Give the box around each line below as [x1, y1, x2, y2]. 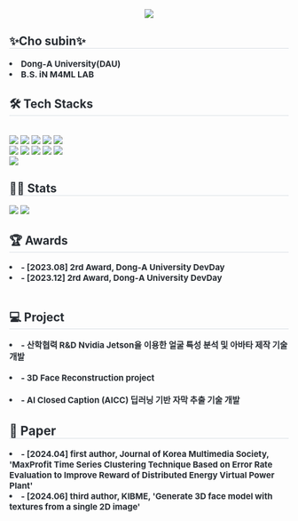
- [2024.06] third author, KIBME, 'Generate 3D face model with [20, 491, 273, 502]
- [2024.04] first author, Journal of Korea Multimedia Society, [20, 448, 270, 461]
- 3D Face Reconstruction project [20, 373, 155, 384]
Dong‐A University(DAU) [20, 58, 122, 69]
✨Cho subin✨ [9, 34, 86, 49]
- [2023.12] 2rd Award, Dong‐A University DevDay [20, 272, 223, 284]
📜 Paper [9, 422, 57, 438]
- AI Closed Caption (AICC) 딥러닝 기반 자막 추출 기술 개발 [20, 395, 240, 406]
